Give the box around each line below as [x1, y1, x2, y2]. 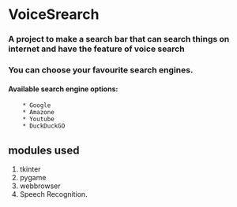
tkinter [19, 164, 41, 174]
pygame [19, 173, 47, 183]
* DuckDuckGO [22, 122, 66, 131]
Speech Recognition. [19, 190, 88, 199]
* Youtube [22, 116, 55, 124]
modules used [8, 143, 80, 157]
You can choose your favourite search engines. [8, 65, 194, 76]
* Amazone [22, 109, 55, 116]
